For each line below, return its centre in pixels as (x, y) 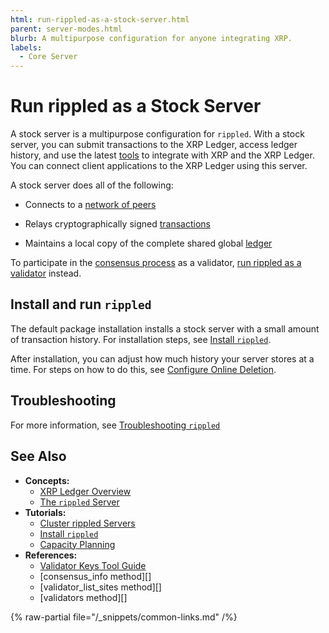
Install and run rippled (81, 304)
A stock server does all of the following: (92, 185)
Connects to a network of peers (90, 205)
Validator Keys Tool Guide (93, 565)
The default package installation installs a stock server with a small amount (165, 328)
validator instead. (46, 273)
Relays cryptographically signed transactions (117, 224)
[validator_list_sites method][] (100, 587)
